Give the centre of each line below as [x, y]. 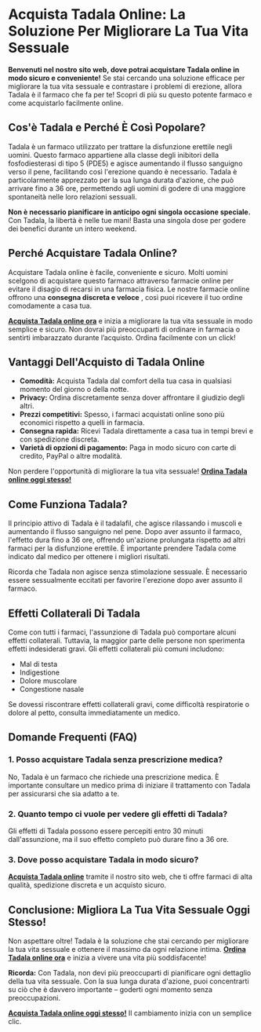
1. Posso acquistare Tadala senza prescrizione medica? [116, 759]
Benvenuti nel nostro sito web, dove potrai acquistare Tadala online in [124, 69]
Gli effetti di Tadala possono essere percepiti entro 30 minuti [106, 831]
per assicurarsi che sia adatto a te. [64, 793]
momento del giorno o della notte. [74, 390]
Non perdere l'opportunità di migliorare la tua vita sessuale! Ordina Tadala [128, 471]
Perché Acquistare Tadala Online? [93, 253]
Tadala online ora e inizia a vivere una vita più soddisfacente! [107, 958]
